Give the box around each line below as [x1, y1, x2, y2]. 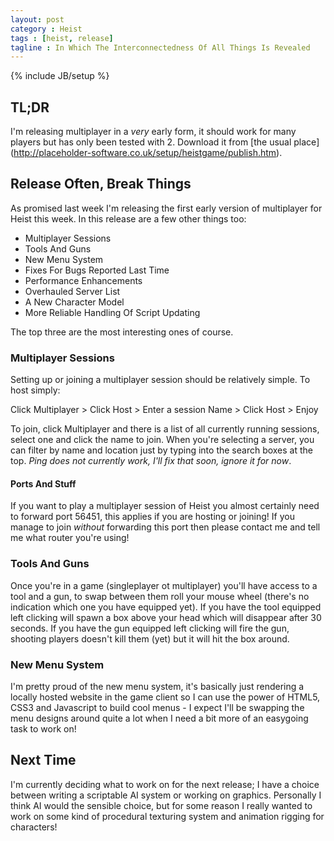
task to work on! [10, 722, 77, 735]
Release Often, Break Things [10, 176, 192, 193]
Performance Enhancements [24, 274, 143, 286]
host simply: [10, 384, 61, 396]
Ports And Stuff [10, 477, 77, 490]
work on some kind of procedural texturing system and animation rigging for [10, 810, 325, 822]
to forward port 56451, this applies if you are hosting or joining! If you [10, 511, 295, 523]
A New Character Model [24, 296, 125, 308]
